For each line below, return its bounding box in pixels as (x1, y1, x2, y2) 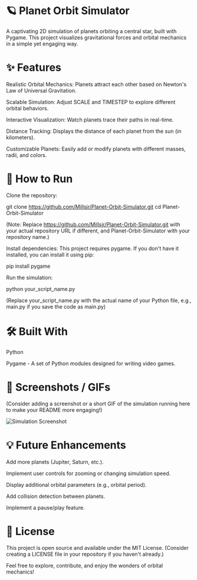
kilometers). (6, 133, 35, 141)
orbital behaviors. (6, 104, 49, 112)
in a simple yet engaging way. (6, 40, 78, 47)
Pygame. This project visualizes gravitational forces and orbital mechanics (6, 34, 187, 41)
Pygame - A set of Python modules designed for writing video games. (6, 360, 176, 367)
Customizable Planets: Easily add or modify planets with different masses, (6, 145, 186, 152)
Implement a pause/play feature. (6, 504, 86, 511)
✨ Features (6, 61, 62, 74)
